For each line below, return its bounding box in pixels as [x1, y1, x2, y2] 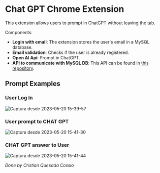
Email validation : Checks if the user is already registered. [12, 49, 129, 55]
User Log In [5, 94, 33, 101]
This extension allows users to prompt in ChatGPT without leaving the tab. [5, 20, 156, 26]
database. [12, 44, 33, 50]
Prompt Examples [5, 80, 61, 88]
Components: [5, 29, 33, 35]
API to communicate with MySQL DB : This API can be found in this [12, 60, 149, 66]
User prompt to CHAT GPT [5, 118, 69, 125]
